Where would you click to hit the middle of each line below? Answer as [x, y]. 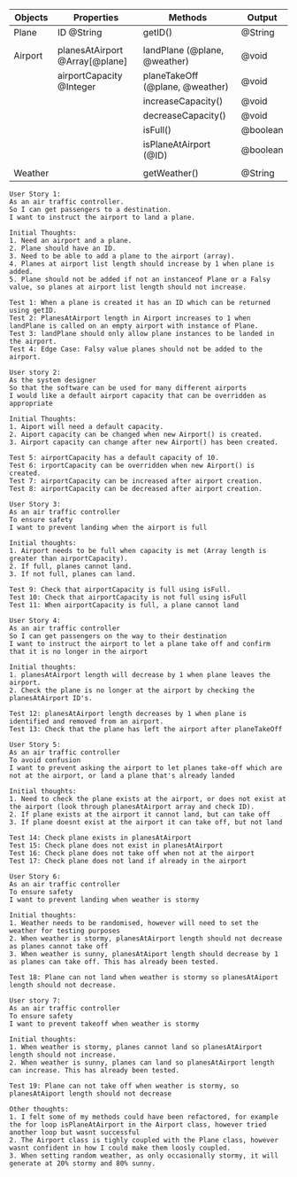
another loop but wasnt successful [75, 1133]
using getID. [33, 310]
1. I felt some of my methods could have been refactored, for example [144, 1117]
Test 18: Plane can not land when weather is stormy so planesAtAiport [144, 978]
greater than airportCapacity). [69, 558]
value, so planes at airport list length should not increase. [128, 287]
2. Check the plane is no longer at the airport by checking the [132, 690]
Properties [96, 17]
